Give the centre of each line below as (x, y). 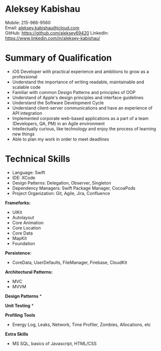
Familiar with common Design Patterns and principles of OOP (74, 92)
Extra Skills (17, 334)
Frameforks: (18, 203)
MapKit (19, 238)
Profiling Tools (20, 315)
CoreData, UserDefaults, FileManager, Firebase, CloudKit (69, 262)
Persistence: (18, 253)
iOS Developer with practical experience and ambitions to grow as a (80, 71)
